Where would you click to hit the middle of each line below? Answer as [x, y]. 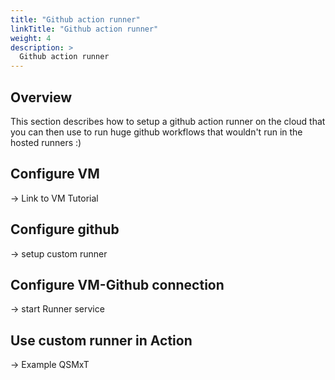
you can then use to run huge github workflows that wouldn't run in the [156, 132]
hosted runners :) [46, 142]
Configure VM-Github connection [117, 284]
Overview [41, 97]
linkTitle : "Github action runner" [84, 29]
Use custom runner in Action [101, 340]
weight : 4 [31, 38]
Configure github [65, 229]
